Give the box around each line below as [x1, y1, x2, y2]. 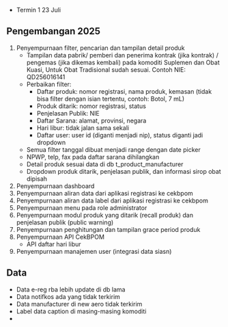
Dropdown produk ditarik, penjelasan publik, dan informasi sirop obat [26, 167, 221, 175]
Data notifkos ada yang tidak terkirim [16, 292, 121, 300]
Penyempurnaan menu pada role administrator [16, 203, 147, 211]
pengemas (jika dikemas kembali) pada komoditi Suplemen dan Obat [26, 58, 220, 66]
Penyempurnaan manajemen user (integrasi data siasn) [16, 247, 172, 255]
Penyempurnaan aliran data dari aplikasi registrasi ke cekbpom [16, 189, 194, 197]
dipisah [26, 174, 48, 183]
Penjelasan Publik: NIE [36, 109, 100, 117]
